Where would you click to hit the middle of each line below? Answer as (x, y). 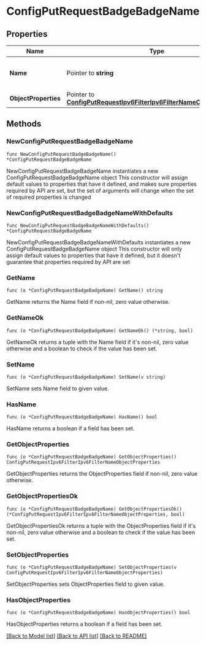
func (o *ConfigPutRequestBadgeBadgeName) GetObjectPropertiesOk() (94, 509)
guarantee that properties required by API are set (68, 261)
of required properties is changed (49, 197)
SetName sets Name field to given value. (58, 388)
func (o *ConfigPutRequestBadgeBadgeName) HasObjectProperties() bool (98, 613)
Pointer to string (90, 73)
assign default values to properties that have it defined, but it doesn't (93, 255)
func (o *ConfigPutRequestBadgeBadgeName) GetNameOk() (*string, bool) (100, 330)
